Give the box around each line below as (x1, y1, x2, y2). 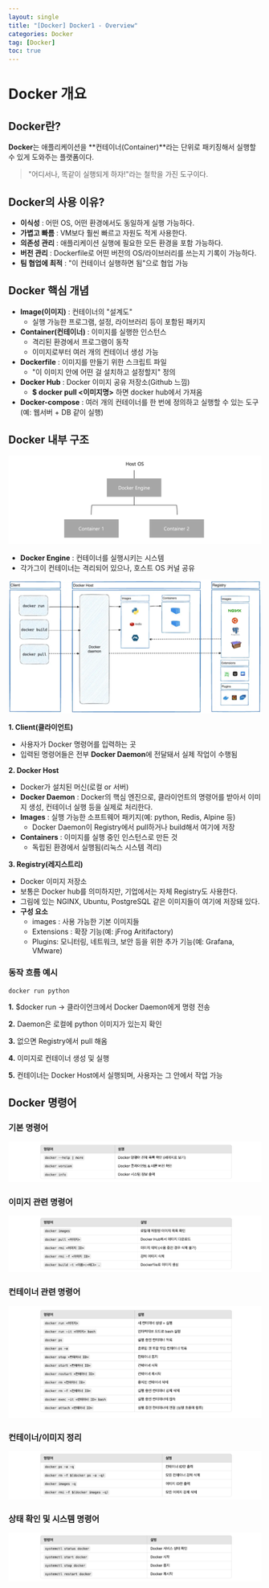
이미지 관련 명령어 (8, 1196, 74, 1207)
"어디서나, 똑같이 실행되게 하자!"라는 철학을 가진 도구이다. (27, 170, 209, 179)
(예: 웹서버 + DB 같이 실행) (19, 407, 104, 417)
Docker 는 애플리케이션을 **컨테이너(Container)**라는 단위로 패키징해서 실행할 (8, 142, 257, 152)
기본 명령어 (8, 1122, 49, 1133)
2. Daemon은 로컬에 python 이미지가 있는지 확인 (8, 1019, 162, 1029)
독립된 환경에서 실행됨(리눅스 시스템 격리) (31, 842, 162, 852)
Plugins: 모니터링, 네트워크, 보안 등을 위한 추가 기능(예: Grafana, (31, 936, 234, 946)
